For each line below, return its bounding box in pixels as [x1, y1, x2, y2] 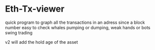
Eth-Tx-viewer [5, 3, 65, 15]
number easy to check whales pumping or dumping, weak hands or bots [5, 24, 151, 30]
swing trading [5, 30, 33, 35]
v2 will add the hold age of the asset [5, 39, 78, 45]
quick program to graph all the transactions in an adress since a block [5, 19, 145, 25]
